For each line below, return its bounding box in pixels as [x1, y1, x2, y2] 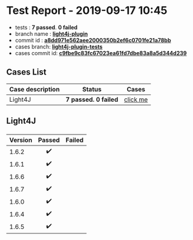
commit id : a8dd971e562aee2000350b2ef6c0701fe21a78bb [15, 36, 171, 44]
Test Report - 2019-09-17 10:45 [6, 4, 168, 18]
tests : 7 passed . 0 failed [15, 24, 77, 31]
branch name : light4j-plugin [15, 30, 88, 37]
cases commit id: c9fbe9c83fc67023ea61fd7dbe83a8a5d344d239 [15, 49, 187, 56]
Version [9, 136, 33, 144]
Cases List [6, 67, 47, 78]
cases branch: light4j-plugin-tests [15, 43, 103, 50]
